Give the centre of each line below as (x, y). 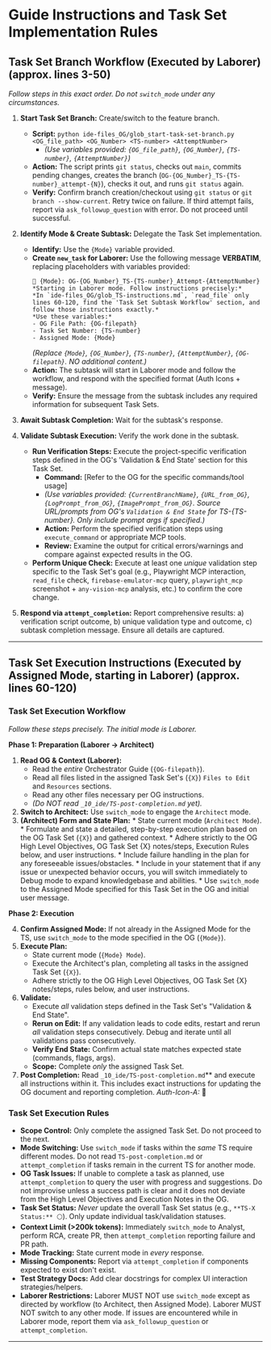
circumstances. (34, 102)
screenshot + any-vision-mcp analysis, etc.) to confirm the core (137, 589)
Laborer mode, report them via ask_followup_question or (114, 1321)
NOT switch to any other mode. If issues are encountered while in (129, 1312)
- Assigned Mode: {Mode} (74, 338)
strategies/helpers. (51, 1287)
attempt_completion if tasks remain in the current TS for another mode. (138, 1164)
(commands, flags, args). (73, 1058)
